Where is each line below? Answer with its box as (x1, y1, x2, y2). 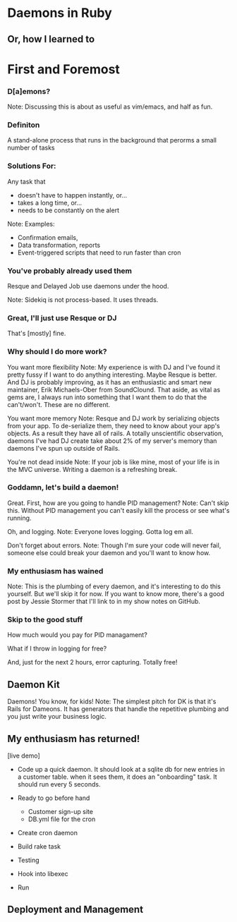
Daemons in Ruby (7, 5, 113, 21)
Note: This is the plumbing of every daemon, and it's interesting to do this (7, 582, 221, 590)
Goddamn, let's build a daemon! (7, 483, 119, 492)
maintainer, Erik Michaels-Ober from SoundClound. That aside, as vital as (7, 385, 221, 394)
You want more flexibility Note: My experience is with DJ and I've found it (7, 363, 221, 371)
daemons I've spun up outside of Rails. (7, 444, 120, 452)
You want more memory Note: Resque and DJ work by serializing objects (7, 414, 220, 423)
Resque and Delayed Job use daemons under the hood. (7, 281, 169, 290)
